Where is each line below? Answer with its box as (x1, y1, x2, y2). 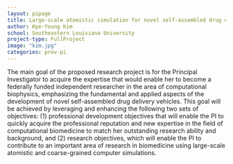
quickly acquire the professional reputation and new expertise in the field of (7, 119, 223, 127)
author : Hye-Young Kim (7, 23, 73, 30)
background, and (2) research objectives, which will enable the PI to (7, 134, 202, 142)
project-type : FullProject (7, 36, 85, 43)
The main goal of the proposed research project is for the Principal (7, 67, 198, 76)
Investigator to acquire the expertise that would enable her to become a (7, 75, 212, 83)
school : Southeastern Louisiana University (7, 29, 135, 37)
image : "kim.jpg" (7, 42, 58, 49)
